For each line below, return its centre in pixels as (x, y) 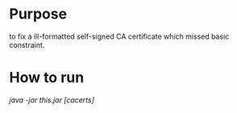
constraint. (27, 44)
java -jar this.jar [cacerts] (52, 100)
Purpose (38, 14)
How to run (47, 78)
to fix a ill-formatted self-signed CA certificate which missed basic (119, 36)
